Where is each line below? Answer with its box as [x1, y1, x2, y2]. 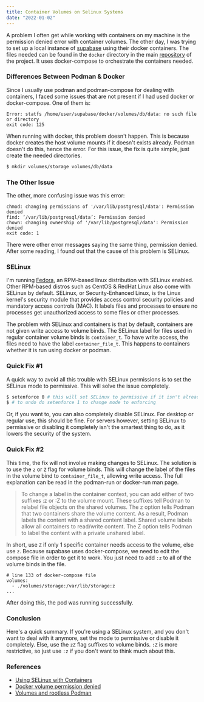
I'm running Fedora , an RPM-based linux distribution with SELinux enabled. [6, 277, 194, 284]
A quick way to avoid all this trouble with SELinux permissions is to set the [6, 375, 191, 383]
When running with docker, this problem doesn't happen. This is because [6, 132, 189, 140]
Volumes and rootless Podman [15, 689, 92, 697]
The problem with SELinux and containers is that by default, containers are [6, 321, 193, 328]
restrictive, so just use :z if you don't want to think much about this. [6, 647, 175, 654]
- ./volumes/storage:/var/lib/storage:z [12, 583, 115, 589]
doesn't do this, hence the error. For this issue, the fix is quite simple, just [6, 145, 190, 152]
